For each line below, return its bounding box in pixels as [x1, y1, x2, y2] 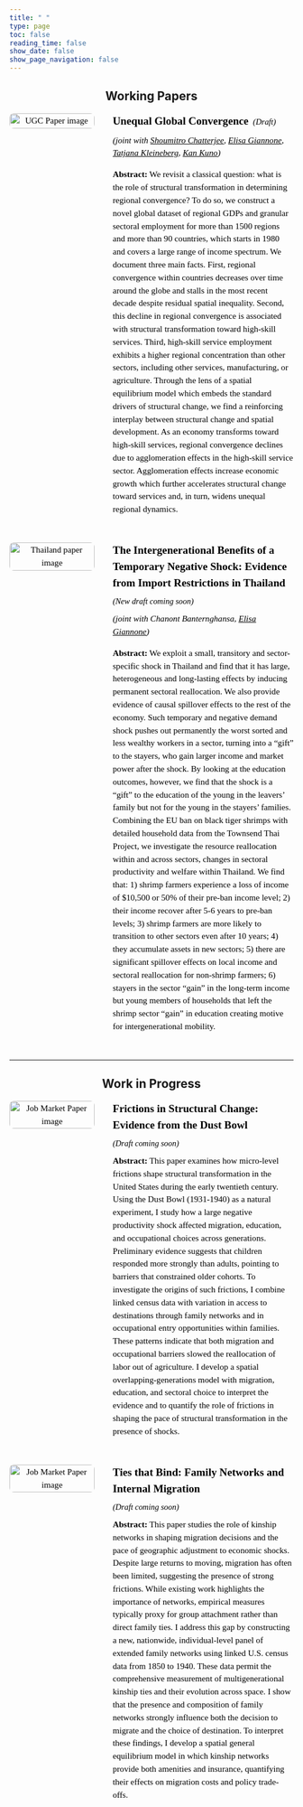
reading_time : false [9, 38, 87, 48]
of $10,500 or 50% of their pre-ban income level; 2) [112, 892, 290, 903]
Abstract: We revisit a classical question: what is [112, 169, 282, 180]
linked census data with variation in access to [112, 1297, 268, 1307]
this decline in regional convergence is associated [112, 311, 282, 322]
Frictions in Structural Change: [112, 1101, 259, 1115]
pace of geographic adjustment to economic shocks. [112, 1544, 290, 1555]
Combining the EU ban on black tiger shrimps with [112, 815, 289, 826]
